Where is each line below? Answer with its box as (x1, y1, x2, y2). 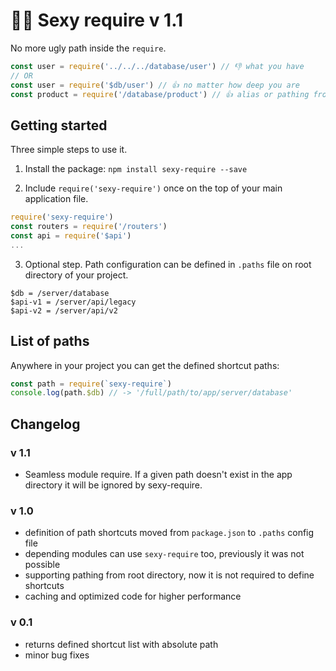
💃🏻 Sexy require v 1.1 (10, 9, 184, 32)
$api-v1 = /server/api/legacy (10, 297, 137, 307)
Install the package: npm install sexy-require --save (24, 163, 248, 175)
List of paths (10, 333, 90, 350)
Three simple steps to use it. (10, 144, 128, 156)
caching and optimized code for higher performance (24, 590, 242, 603)
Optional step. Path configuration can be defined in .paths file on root (24, 258, 312, 270)
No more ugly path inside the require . (10, 42, 167, 54)
